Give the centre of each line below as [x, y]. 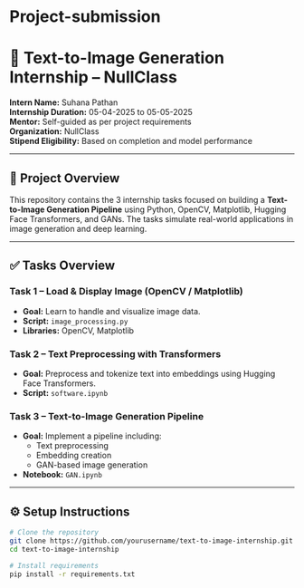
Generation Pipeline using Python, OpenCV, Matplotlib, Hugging [166, 209]
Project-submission [85, 17]
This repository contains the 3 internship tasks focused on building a [137, 199]
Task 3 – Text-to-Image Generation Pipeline [107, 416]
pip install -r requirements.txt [72, 574]
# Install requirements [54, 565]
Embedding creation [74, 456]
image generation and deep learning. [78, 228]
